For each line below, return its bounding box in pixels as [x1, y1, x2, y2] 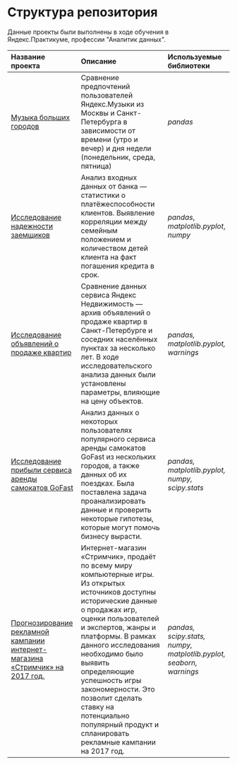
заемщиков [11, 230, 51, 240]
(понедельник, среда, [80, 152, 156, 162]
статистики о [80, 190, 126, 200]
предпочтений [80, 81, 130, 91]
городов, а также [80, 460, 140, 470]
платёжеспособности [80, 199, 155, 209]
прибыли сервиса [11, 465, 72, 474]
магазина [11, 653, 44, 663]
